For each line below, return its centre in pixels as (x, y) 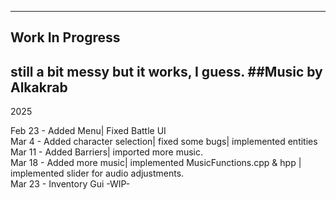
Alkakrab (39, 87)
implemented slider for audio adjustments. (97, 173)
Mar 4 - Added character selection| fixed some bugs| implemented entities (164, 142)
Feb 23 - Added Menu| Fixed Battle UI (88, 131)
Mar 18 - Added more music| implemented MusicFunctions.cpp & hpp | (156, 163)
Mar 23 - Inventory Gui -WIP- (70, 184)
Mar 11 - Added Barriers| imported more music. (106, 152)
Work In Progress (65, 37)
